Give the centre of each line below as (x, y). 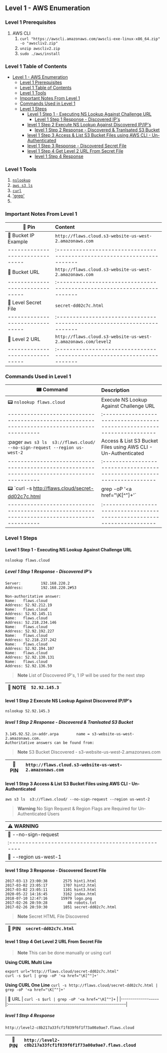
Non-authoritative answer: (33, 596)
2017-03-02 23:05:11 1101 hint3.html (51, 889)
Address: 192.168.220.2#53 (41, 588)
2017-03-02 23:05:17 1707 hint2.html (51, 885)
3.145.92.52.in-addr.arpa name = (48, 734)
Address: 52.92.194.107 (30, 648)
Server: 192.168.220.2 (38, 583)
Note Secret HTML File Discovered (53, 916)
